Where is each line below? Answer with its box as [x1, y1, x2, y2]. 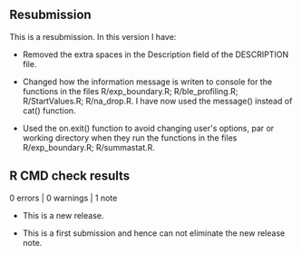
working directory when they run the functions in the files [22, 132, 238, 143]
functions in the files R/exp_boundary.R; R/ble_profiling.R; [22, 85, 239, 96]
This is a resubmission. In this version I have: [9, 31, 177, 42]
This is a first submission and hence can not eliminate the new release [22, 227, 286, 239]
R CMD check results [9, 168, 131, 184]
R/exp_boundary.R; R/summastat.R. [22, 142, 156, 152]
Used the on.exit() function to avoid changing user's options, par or [22, 123, 275, 133]
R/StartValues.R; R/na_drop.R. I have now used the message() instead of [22, 95, 293, 106]
